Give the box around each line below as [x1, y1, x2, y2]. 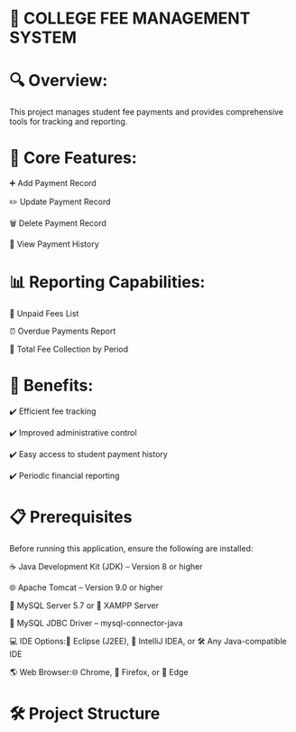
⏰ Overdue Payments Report [9, 325, 116, 336]
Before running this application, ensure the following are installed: [9, 542, 254, 554]
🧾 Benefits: [9, 375, 94, 396]
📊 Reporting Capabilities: [9, 272, 206, 293]
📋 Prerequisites [9, 507, 133, 528]
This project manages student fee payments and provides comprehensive [9, 107, 284, 117]
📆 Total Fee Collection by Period [9, 343, 129, 354]
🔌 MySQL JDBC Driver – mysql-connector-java [9, 617, 183, 628]
